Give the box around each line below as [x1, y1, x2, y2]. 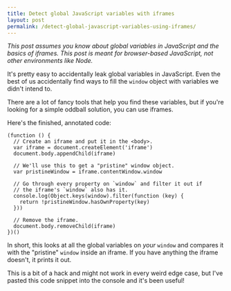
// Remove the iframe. [13, 217, 79, 224]
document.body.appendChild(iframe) [13, 150, 116, 158]
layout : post [7, 17, 45, 24]
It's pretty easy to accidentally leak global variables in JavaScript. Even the [7, 70, 221, 78]
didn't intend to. [7, 84, 53, 93]
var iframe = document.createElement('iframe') [13, 144, 154, 151]
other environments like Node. [7, 57, 93, 65]
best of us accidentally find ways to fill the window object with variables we [7, 77, 219, 86]
